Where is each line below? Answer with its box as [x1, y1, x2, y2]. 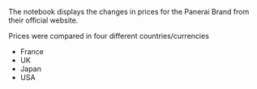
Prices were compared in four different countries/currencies [8, 32, 209, 40]
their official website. [8, 15, 79, 25]
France [19, 47, 45, 56]
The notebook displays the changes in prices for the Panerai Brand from [8, 7, 250, 16]
